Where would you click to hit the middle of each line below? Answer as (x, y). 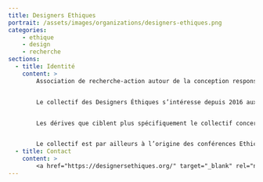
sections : (24, 60)
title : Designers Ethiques (52, 15)
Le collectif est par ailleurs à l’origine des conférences (136, 144)
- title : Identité (45, 67)
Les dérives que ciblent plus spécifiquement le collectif (135, 123)
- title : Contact (43, 151)
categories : (27, 30)
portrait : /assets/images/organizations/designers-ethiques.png (115, 23)
